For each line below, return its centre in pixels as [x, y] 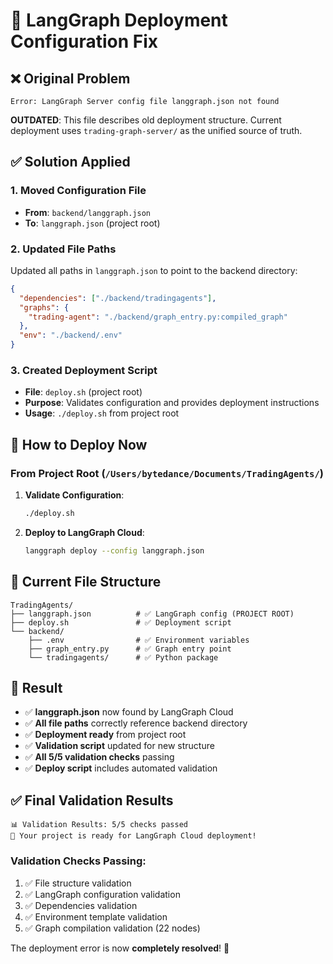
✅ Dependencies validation [81, 905]
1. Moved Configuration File [78, 191]
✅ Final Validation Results [92, 800]
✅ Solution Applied [70, 162]
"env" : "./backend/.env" [71, 335]
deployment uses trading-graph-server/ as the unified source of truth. [156, 130]
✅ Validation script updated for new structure [119, 746]
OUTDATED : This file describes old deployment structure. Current [146, 120]
